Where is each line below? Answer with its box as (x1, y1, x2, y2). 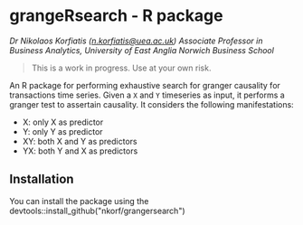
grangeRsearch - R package (9, 5, 223, 26)
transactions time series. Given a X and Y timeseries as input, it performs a (9, 89, 285, 100)
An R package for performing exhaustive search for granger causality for (9, 80, 280, 90)
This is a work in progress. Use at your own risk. (31, 62, 212, 73)
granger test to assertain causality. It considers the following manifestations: (9, 98, 294, 109)
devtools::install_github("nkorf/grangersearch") (9, 205, 185, 216)
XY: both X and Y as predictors (22, 136, 137, 146)
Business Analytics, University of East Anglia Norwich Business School (9, 44, 274, 55)
